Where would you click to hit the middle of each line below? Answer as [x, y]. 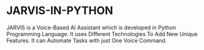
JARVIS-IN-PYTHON [60, 11]
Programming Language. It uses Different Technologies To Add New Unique [102, 34]
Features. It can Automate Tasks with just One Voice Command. [87, 40]
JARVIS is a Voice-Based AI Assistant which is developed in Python [91, 27]
